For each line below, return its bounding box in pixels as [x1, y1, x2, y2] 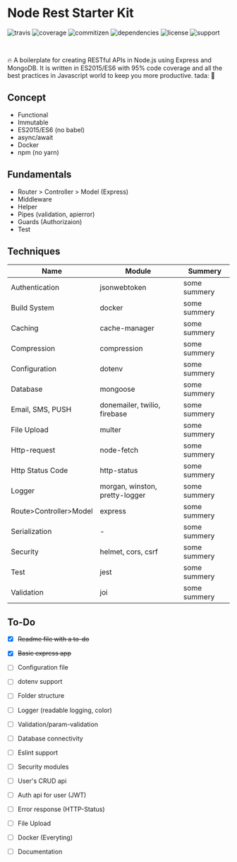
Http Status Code [11, 465, 68, 475]
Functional [17, 110, 49, 119]
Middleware [17, 194, 52, 203]
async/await [17, 133, 54, 141]
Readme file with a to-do [17, 635, 90, 643]
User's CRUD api [17, 776, 67, 785]
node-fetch [99, 445, 139, 455]
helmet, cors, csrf [99, 547, 159, 557]
